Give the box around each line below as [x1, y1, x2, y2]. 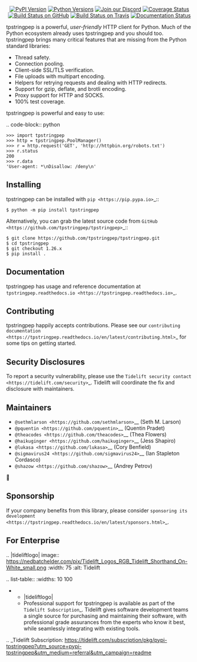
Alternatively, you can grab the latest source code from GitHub [6, 217, 158, 224]
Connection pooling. [14, 60, 64, 67]
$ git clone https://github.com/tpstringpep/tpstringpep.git [6, 235, 160, 241]
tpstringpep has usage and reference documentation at [6, 283, 141, 290]
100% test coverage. [14, 98, 66, 105]
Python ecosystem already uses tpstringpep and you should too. [6, 30, 164, 37]
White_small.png [6, 564, 47, 571]
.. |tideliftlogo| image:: [6, 551, 60, 558]
